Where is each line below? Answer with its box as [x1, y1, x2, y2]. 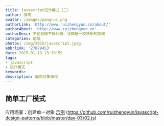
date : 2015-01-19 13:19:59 [5, 50, 63, 55]
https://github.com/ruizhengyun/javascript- [67, 109, 159, 115]
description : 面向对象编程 [5, 74, 58, 79]
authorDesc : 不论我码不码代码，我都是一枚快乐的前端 [5, 31, 105, 36]
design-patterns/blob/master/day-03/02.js [5, 115, 95, 121]
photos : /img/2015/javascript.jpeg [5, 41, 81, 46]
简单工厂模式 [5, 94, 46, 103]
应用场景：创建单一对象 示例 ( [5, 109, 68, 115]
